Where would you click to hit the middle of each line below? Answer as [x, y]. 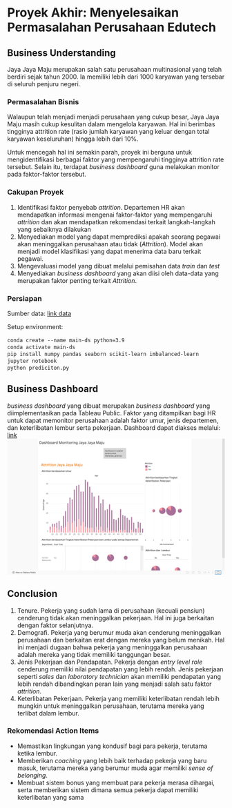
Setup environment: [35, 326]
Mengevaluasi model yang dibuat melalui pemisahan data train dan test [118, 266]
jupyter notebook [32, 361]
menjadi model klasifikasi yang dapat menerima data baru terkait [109, 251]
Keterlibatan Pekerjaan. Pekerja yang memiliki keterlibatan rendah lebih [118, 698]
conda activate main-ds [41, 347]
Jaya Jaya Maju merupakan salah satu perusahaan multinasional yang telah [115, 69]
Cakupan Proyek [36, 193]
